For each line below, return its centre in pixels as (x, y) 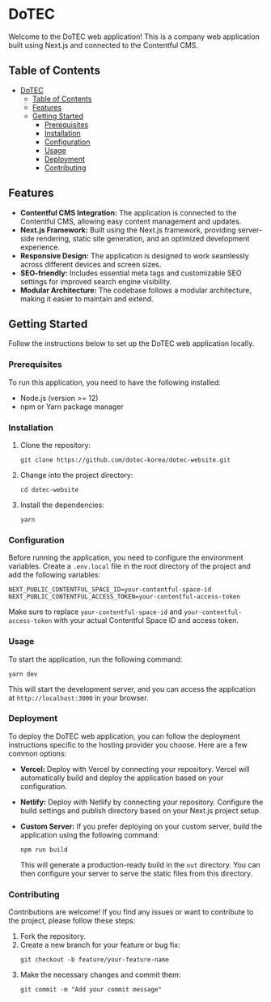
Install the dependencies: (62, 505)
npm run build (44, 850)
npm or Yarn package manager (72, 407)
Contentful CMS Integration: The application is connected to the (128, 212)
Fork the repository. (53, 936)
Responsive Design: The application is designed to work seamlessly (134, 255)
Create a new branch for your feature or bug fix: (100, 945)
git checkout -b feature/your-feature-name (95, 960)
